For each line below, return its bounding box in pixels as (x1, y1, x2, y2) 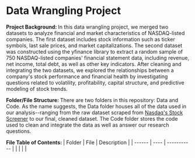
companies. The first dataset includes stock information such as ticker (6, 36, 175, 43)
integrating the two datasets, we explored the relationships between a (6, 66, 174, 73)
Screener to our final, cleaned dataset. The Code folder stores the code (6, 115, 178, 122)
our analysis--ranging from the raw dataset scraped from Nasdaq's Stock (6, 109, 183, 116)
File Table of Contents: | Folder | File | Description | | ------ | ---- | (6, 139, 166, 146)
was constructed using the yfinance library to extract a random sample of (6, 48, 183, 55)
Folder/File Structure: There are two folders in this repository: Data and (6, 96, 179, 103)
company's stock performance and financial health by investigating (6, 73, 168, 80)
